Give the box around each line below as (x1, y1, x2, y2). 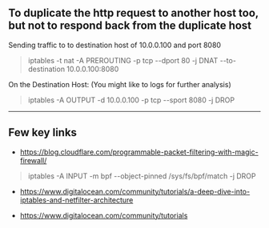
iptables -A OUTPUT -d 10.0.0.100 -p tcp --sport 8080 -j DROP (27, 95, 235, 105)
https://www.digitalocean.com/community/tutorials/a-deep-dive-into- (19, 186, 251, 196)
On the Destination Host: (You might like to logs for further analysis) (8, 79, 231, 89)
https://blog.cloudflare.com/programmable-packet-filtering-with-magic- (19, 147, 259, 157)
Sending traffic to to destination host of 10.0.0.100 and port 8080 (8, 40, 222, 50)
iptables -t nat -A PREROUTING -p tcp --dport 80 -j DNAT (27, 55, 219, 65)
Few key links (8, 126, 78, 139)
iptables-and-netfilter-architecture (19, 195, 134, 205)
